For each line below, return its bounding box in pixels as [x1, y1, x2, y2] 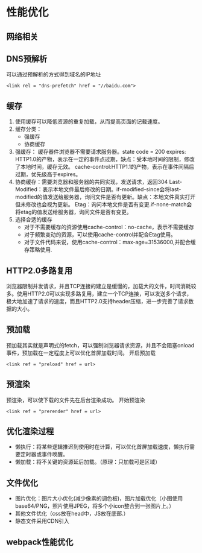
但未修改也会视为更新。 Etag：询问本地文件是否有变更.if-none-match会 [14, 201, 192, 208]
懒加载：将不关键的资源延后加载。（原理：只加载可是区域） [14, 458, 161, 466]
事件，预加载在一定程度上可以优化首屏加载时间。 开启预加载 [6, 349, 156, 356]
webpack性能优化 [6, 537, 74, 547]
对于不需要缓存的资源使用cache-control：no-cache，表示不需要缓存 [24, 224, 195, 231]
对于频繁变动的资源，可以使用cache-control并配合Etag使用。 [24, 231, 177, 238]
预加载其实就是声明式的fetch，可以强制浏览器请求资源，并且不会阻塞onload [6, 341, 195, 349]
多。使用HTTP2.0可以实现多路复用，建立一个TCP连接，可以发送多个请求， [6, 290, 192, 297]
